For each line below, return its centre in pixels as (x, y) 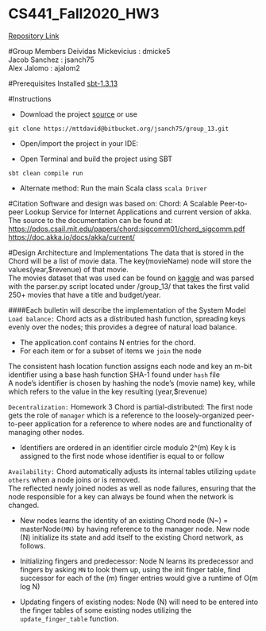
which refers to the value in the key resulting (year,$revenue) (108, 391)
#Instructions (30, 98)
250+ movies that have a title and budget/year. (85, 294)
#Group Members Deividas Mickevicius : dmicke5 (89, 51)
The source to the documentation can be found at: (91, 220)
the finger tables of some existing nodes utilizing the (106, 610)
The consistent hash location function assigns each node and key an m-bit (130, 366)
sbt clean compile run (46, 173)
